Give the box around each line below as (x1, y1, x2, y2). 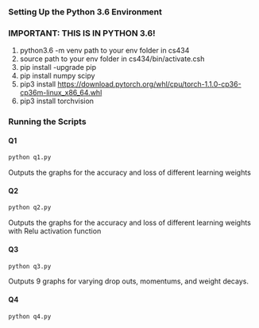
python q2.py (8, 203, 52, 212)
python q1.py (8, 153, 52, 161)
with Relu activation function (8, 226, 102, 236)
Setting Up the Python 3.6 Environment (8, 6, 163, 17)
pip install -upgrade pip (19, 63, 97, 72)
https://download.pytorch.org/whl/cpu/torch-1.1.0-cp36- (57, 79, 242, 89)
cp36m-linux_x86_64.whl (19, 88, 102, 98)
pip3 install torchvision (19, 96, 94, 106)
